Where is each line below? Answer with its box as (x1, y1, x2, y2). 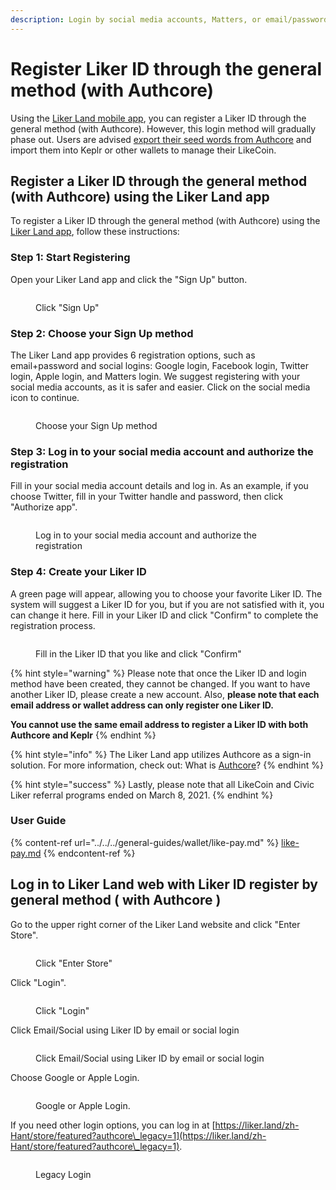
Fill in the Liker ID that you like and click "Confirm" (35, 647, 242, 660)
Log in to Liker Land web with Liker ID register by (10, 876, 318, 893)
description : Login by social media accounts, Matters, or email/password (10, 14, 329, 25)
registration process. (10, 619, 96, 631)
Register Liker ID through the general (10, 57, 323, 80)
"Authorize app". (10, 501, 78, 513)
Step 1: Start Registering (10, 251, 131, 265)
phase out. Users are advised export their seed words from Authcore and (10, 133, 312, 145)
